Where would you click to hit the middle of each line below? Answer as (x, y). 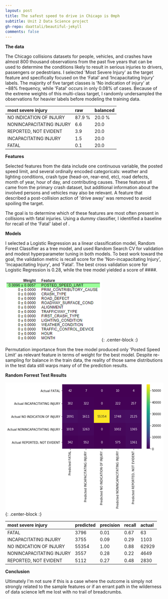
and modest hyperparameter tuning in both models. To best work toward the (84, 254)
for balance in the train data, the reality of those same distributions (94, 360)
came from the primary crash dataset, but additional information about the (82, 188)
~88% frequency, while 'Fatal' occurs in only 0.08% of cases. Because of (81, 88)
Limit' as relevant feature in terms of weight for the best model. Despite (79, 355)
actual (147, 525)
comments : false (22, 32)
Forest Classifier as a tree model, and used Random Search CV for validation (84, 249)
